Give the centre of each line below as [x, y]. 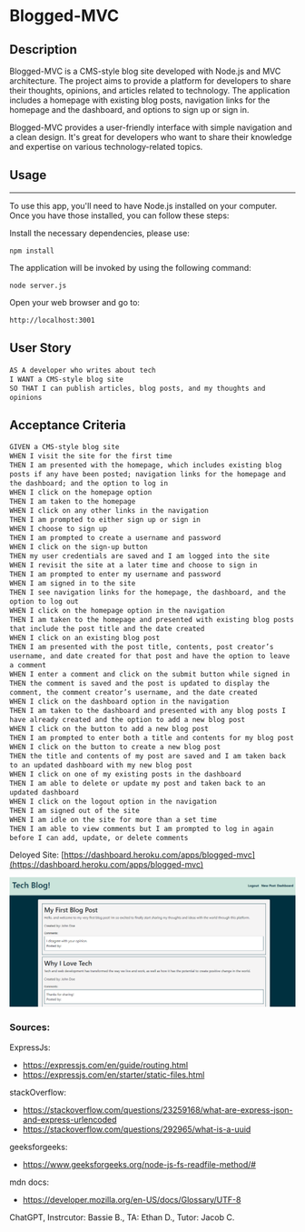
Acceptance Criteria [68, 425]
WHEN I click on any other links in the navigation [109, 511]
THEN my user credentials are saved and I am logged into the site [140, 556]
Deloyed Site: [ [37, 855]
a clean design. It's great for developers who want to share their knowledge [151, 137]
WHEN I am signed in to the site [73, 584]
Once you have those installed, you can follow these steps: [119, 215]
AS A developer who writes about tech [83, 370]
